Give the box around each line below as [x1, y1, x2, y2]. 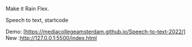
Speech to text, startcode [5, 17, 68, 23]
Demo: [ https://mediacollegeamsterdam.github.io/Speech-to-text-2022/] [5, 28, 186, 35]
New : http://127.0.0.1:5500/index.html [5, 35, 97, 41]
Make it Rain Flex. [5, 5, 49, 12]
